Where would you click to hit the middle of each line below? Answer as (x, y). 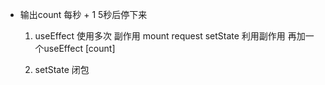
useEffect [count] (79, 48)
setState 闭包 (62, 69)
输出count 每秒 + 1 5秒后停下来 (83, 14)
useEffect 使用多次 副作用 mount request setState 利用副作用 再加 (170, 36)
